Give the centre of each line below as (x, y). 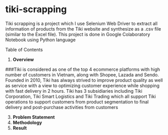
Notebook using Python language (40, 40)
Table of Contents (24, 49)
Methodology (27, 122)
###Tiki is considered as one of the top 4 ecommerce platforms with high (83, 69)
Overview (23, 59)
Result (20, 128)
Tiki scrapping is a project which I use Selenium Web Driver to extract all (81, 23)
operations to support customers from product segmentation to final (77, 102)
